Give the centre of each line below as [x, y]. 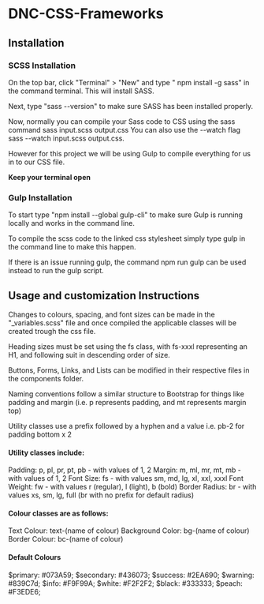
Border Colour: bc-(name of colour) [66, 539]
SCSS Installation [42, 66]
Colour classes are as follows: [58, 513]
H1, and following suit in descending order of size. [89, 355]
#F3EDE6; [24, 591]
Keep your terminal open [49, 177]
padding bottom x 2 [40, 434]
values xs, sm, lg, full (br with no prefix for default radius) [101, 495]
